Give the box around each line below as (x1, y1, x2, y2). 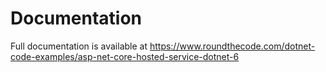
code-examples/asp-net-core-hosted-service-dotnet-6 (10, 50, 240, 62)
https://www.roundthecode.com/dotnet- (149, 40, 316, 52)
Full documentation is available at (10, 40, 148, 52)
